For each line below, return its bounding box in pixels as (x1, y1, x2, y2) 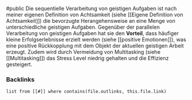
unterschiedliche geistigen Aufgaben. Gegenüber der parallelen (6, 23, 160, 30)
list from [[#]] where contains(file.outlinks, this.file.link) (6, 89, 167, 95)
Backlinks (6, 75, 35, 84)
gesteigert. (6, 61, 32, 68)
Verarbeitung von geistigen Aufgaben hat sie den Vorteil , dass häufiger (6, 30, 179, 37)
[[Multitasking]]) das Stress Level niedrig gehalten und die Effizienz (6, 55, 169, 61)
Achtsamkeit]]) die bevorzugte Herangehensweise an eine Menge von (6, 18, 176, 24)
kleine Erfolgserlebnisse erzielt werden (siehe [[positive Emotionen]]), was (6, 36, 187, 43)
